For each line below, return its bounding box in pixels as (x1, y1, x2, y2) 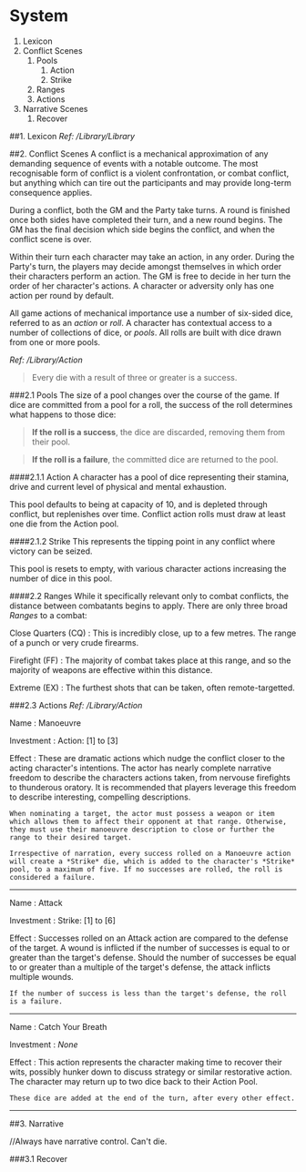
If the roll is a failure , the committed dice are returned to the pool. (31, 454, 279, 464)
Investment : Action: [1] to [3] (9, 735, 118, 746)
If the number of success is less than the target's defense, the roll (9, 989, 287, 998)
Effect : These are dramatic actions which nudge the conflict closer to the (9, 752, 285, 763)
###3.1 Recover (9, 1153, 68, 1164)
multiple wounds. (9, 971, 75, 982)
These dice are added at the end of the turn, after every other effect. (9, 1094, 296, 1103)
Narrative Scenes (22, 103, 88, 114)
